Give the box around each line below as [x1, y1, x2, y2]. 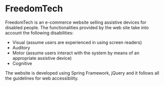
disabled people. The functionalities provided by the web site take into [5, 24, 149, 30]
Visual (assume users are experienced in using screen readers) [12, 39, 142, 45]
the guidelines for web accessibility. [5, 75, 79, 81]
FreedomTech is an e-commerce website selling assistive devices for [5, 19, 147, 25]
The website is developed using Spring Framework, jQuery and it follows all [5, 70, 160, 76]
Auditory [12, 44, 30, 50]
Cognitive [12, 60, 32, 66]
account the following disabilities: [5, 30, 74, 36]
